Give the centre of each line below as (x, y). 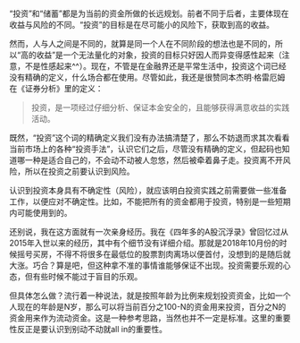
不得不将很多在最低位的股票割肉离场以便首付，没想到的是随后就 (173, 254)
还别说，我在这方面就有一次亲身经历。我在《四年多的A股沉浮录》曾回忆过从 (149, 232)
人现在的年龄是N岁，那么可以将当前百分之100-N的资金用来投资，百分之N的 (148, 307)
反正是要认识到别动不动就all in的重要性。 (92, 330)
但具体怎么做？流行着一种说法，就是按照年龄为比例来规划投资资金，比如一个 (150, 296)
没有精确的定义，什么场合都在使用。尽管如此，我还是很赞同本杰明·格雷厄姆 (147, 77)
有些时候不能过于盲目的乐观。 (87, 277)
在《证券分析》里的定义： (56, 89)
